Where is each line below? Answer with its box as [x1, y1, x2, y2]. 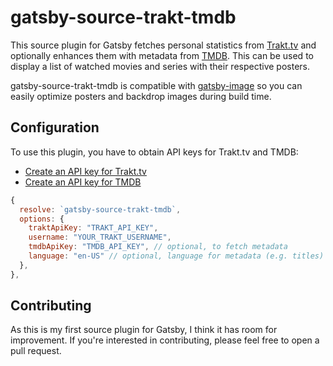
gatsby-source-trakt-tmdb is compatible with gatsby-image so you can [10, 79, 303, 91]
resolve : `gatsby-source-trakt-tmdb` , [19, 204, 182, 215]
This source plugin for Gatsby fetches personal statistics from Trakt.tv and [10, 39, 317, 51]
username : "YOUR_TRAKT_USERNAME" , [28, 232, 172, 243]
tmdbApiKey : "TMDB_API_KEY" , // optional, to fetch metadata [28, 242, 288, 252]
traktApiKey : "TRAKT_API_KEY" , [28, 223, 159, 233]
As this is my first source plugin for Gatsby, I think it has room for [10, 324, 278, 336]
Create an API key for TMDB [24, 176, 142, 188]
